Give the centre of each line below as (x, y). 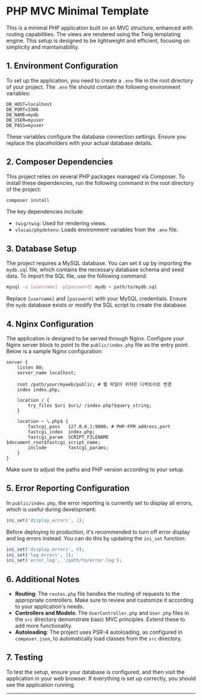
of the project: (24, 189)
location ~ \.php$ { (43, 421)
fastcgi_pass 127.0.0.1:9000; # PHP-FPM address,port (99, 427)
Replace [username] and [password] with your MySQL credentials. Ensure (97, 299)
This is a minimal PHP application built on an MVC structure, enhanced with (99, 28)
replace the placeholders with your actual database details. (79, 143)
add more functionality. (44, 626)
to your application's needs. (49, 607)
